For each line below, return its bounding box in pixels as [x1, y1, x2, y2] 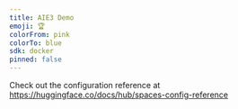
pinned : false [9, 55, 63, 64]
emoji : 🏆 [9, 22, 46, 31]
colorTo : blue [9, 38, 63, 48]
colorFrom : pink [9, 30, 70, 39]
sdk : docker [9, 47, 54, 56]
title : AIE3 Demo [9, 13, 75, 23]
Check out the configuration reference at [9, 80, 161, 90]
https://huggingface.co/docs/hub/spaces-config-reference [9, 89, 229, 100]
